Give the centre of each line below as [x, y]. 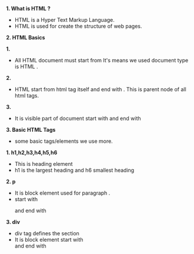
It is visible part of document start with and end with [78, 118]
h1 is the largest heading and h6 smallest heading [74, 170]
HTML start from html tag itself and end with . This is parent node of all [100, 89]
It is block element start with [49, 240]
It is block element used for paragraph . [62, 193]
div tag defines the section [47, 233]
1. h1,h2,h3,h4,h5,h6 [32, 153]
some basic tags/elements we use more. [63, 141]
